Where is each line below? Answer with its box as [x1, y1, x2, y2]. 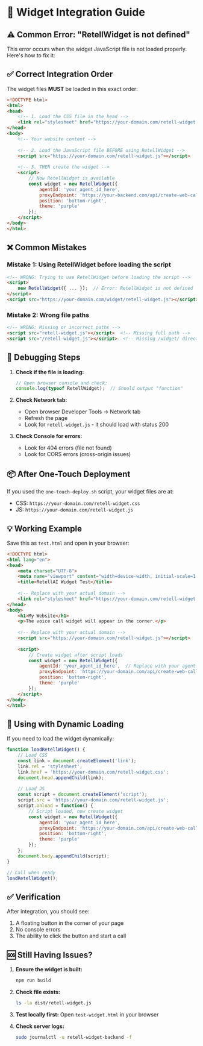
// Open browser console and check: [15, 380, 108, 386]
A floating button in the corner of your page [15, 919, 124, 927]
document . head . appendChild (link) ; [17, 774, 104, 781]
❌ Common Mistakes [7, 242, 87, 252]
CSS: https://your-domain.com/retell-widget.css [15, 500, 140, 507]
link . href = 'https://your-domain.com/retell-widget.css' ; [17, 769, 169, 775]
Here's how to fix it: [7, 52, 55, 59]
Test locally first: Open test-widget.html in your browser [15, 1010, 159, 1018]
